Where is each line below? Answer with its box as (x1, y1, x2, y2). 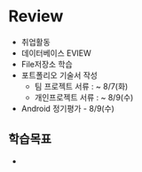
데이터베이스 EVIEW (20, 47, 92, 59)
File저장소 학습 (20, 59, 73, 69)
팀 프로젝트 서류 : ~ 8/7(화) (34, 81, 129, 91)
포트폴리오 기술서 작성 (20, 69, 99, 81)
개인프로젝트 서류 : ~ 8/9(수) (34, 91, 134, 103)
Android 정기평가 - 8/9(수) (20, 103, 114, 113)
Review (8, 6, 64, 27)
